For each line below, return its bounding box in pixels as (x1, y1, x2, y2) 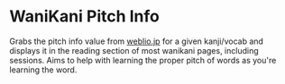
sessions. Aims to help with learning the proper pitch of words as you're (9, 55, 277, 65)
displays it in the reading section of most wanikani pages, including (9, 45, 259, 55)
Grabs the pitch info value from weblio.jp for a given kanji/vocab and (9, 36, 264, 46)
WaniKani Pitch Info (9, 6, 161, 27)
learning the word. (9, 64, 78, 75)
